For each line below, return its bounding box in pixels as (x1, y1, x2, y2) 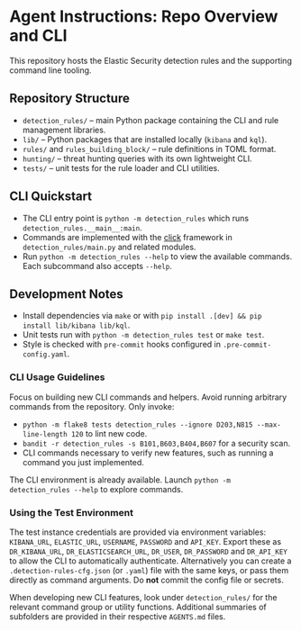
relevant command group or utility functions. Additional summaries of (9, 601, 268, 612)
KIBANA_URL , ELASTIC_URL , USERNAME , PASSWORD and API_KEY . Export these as (9, 536, 282, 546)
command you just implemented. (22, 456, 144, 467)
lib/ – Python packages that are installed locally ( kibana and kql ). (22, 133, 268, 145)
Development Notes (9, 286, 123, 302)
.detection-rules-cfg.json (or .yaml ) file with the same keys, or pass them (9, 564, 289, 575)
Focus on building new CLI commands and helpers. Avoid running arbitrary (9, 392, 287, 402)
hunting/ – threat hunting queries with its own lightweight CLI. (22, 153, 252, 164)
